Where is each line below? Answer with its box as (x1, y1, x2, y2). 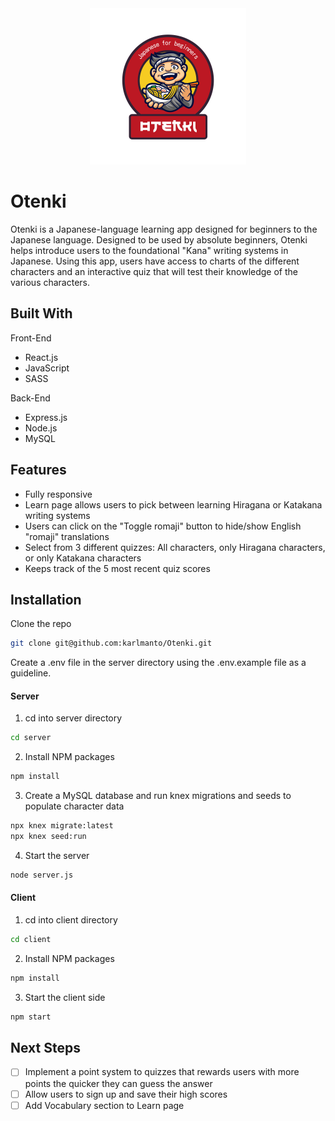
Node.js (24, 422, 58, 434)
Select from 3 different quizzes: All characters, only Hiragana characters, (24, 541, 326, 553)
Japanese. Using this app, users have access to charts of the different (10, 255, 300, 267)
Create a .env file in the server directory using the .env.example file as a (10, 657, 307, 669)
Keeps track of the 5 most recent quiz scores (24, 562, 211, 574)
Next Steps (10, 1040, 81, 1057)
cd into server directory (24, 712, 123, 724)
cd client (10, 935, 52, 945)
